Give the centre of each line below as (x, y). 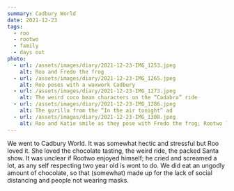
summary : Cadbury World (42, 14)
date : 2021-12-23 (32, 20)
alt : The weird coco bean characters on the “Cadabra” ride (109, 98)
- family (26, 46)
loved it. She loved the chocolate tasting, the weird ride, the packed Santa (113, 151)
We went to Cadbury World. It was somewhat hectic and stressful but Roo (113, 143)
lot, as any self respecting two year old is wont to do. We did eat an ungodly (116, 165)
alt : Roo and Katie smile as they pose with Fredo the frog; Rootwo (121, 123)
